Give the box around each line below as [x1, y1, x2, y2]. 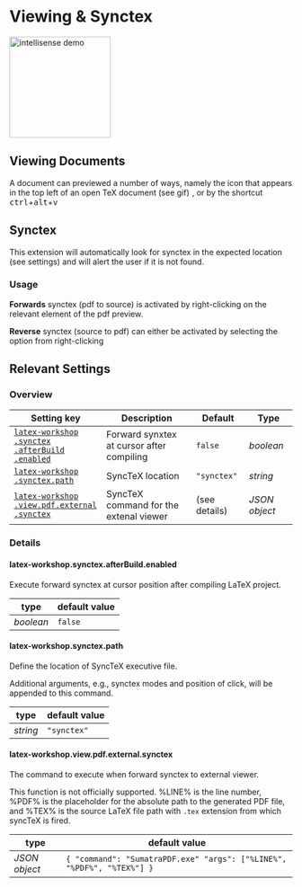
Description [120, 412, 173, 424]
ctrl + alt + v [9, 196, 58, 208]
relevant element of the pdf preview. [9, 308, 144, 319]
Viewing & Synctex [9, 6, 153, 27]
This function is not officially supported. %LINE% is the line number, [9, 786, 262, 797]
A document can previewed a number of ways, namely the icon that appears [9, 177, 293, 188]
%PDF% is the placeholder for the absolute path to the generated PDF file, [9, 796, 286, 807]
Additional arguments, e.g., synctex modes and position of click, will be [9, 678, 273, 688]
